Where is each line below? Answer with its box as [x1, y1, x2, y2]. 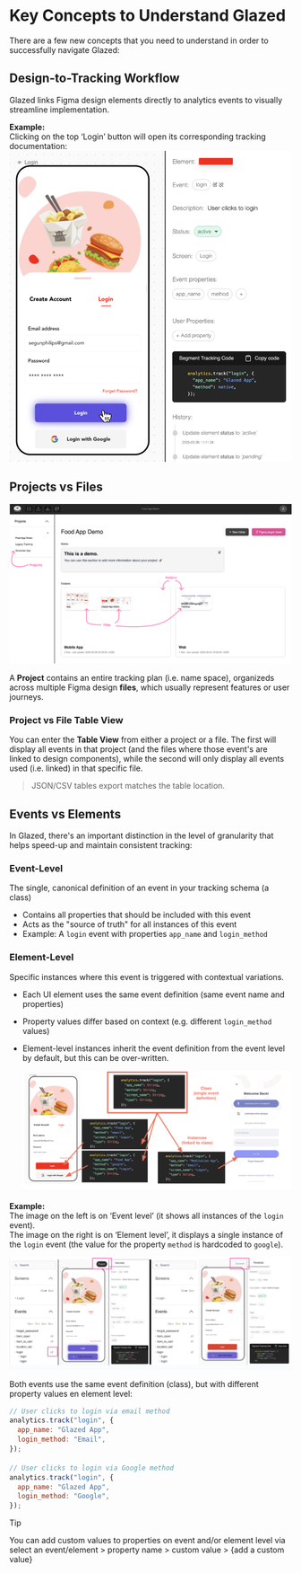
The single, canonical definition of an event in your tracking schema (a [9, 882, 270, 894]
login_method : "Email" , [17, 1435, 106, 1445]
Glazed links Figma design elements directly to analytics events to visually [9, 94, 283, 105]
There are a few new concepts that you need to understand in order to [9, 35, 269, 46]
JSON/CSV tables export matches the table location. [30, 781, 226, 791]
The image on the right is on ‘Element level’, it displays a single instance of [9, 1229, 284, 1240]
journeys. [9, 691, 45, 702]
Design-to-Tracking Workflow [9, 71, 180, 86]
